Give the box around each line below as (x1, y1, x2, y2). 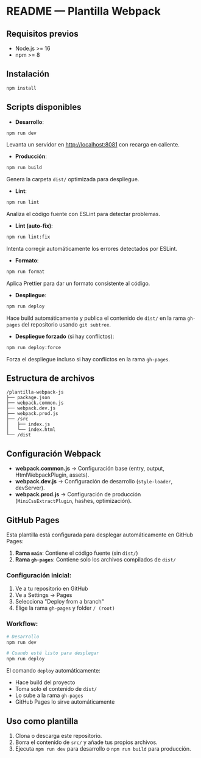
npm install (6, 85, 37, 91)
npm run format (6, 269, 45, 275)
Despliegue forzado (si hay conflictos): (15, 333, 115, 340)
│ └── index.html (6, 427, 56, 433)
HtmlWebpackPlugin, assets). (15, 471, 90, 478)
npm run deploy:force (6, 344, 62, 350)
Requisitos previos (6, 29, 79, 39)
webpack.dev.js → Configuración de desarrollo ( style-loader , (15, 478, 173, 485)
